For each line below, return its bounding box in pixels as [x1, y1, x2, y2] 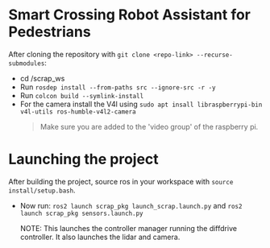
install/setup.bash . [8, 185, 76, 195]
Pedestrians [8, 23, 91, 41]
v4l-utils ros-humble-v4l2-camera [19, 107, 136, 116]
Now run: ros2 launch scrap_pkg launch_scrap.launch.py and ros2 [19, 200, 243, 210]
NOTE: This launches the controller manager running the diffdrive [19, 223, 238, 233]
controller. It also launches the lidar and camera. [19, 232, 181, 242]
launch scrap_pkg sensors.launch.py [19, 209, 143, 217]
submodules [8, 59, 45, 68]
